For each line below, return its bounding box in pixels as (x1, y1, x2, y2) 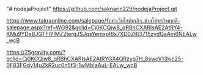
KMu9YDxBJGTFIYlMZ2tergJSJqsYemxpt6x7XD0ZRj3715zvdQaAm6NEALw (6, 30, 197, 37)
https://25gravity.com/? (6, 49, 66, 55)
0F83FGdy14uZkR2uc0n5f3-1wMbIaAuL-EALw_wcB (6, 62, 138, 69)
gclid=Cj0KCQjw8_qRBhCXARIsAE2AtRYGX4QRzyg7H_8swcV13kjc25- (6, 55, 184, 62)
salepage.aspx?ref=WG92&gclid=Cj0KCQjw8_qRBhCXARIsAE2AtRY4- (6, 24, 183, 31)
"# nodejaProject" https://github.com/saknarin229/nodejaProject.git (6, 5, 177, 12)
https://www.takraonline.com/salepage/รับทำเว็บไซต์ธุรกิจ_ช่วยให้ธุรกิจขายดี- (6, 17, 180, 24)
